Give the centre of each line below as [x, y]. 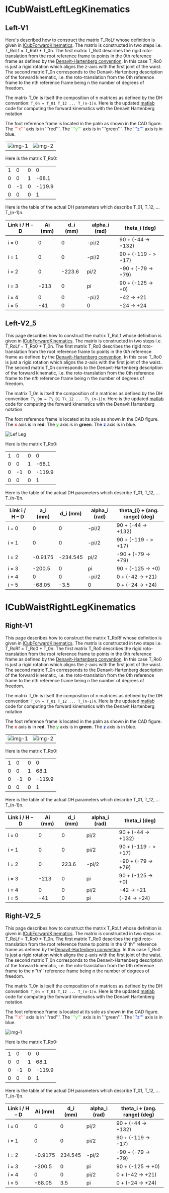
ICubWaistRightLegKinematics [71, 607]
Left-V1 [17, 28]
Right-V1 [19, 626]
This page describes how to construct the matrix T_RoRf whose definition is [83, 637]
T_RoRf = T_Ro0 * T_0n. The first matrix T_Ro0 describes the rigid [73, 648]
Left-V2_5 [21, 324]
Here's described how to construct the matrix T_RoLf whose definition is [80, 40]
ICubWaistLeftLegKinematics [68, 9]
